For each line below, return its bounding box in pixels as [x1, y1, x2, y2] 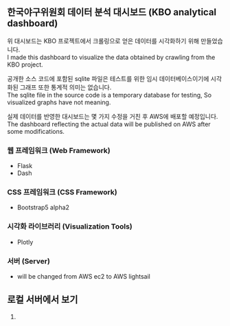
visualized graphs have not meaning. [7, 98, 111, 106]
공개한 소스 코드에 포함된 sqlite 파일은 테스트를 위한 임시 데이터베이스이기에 [7, 74, 209, 82]
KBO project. [7, 60, 43, 69]
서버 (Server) [7, 256, 50, 266]
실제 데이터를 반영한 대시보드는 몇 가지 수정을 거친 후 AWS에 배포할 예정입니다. [7, 112, 218, 120]
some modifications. [7, 127, 65, 135]
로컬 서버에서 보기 [7, 294, 78, 305]
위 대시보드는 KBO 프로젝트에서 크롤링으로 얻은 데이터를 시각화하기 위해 [7, 36, 200, 45]
